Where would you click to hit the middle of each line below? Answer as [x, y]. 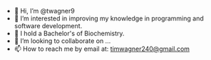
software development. [48, 26]
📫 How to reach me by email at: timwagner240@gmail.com [102, 49]
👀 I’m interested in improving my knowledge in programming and [109, 18]
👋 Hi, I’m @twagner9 [44, 11]
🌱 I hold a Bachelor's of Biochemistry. [69, 33]
